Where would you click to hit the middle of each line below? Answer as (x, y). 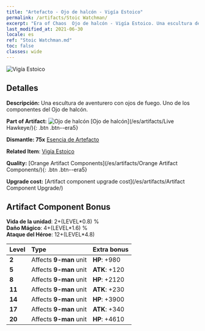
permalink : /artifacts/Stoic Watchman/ (57, 18)
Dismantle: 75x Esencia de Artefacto (53, 139)
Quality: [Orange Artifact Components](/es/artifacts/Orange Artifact (92, 163)
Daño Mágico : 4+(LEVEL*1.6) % (47, 228)
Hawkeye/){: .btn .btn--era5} (42, 127)
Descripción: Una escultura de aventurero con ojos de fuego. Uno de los (98, 103)
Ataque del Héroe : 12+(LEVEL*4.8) (51, 235)
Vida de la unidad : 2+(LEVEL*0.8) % (53, 222)
